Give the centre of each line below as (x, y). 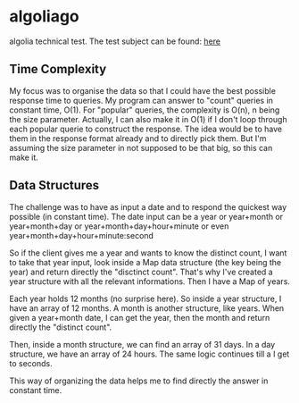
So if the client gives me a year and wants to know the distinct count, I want (148, 253)
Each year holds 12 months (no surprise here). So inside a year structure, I (145, 298)
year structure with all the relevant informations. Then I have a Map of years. (149, 281)
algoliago (45, 17)
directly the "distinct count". (61, 327)
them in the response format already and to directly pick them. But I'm (138, 138)
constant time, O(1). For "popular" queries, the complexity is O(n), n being (145, 110)
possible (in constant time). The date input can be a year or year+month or (146, 216)
